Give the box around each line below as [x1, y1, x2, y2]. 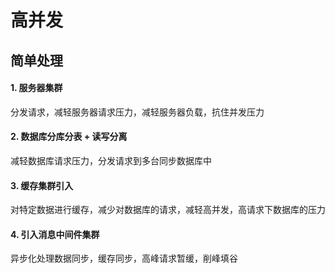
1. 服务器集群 [10, 82, 63, 94]
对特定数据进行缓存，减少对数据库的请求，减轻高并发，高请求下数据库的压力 [10, 204, 326, 216]
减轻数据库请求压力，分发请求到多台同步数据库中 [10, 154, 212, 166]
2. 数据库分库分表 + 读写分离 [10, 131, 128, 143]
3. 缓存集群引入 [10, 179, 74, 191]
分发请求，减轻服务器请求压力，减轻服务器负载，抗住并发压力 [10, 106, 265, 118]
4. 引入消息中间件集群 [10, 228, 100, 240]
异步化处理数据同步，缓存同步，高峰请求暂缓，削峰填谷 [10, 252, 238, 265]
